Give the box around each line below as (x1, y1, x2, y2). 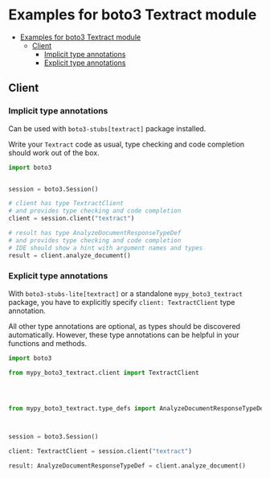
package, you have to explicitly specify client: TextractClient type (8, 297, 235, 307)
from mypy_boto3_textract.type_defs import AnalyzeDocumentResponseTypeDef (8, 404, 268, 412)
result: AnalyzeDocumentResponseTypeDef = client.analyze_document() (8, 462, 247, 470)
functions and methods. (8, 338, 88, 348)
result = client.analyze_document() (8, 251, 131, 259)
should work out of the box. (8, 147, 100, 158)
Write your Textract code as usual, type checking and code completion (8, 139, 245, 149)
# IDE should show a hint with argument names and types (8, 244, 203, 252)
